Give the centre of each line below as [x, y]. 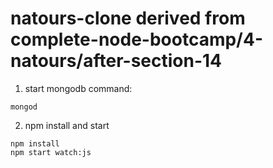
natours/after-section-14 [116, 61]
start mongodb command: [78, 88]
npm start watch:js [51, 152]
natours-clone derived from [128, 18]
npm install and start [67, 125]
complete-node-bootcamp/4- [136, 39]
